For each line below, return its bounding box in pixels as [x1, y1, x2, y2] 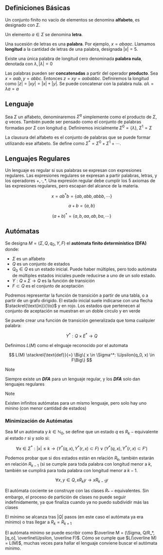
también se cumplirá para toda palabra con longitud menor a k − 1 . [5, 468, 138, 473]
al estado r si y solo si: [5, 435, 50, 441]
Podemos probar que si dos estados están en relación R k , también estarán [5, 455, 154, 462]
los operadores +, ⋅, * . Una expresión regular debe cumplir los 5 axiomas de [5, 178, 156, 184]
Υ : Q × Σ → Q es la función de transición [12, 278, 95, 284]
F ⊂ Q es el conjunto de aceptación [12, 283, 84, 289]
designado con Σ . [5, 22, 40, 28]
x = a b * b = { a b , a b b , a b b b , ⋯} [51, 192, 112, 199]
